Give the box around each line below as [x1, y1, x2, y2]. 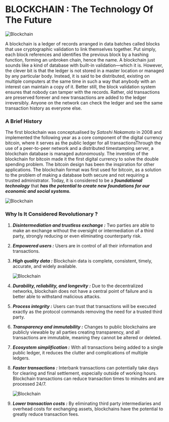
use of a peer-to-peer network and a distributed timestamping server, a [5, 145, 154, 151]
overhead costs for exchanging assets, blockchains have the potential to [12, 405, 163, 412]
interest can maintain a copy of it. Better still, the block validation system [5, 83, 156, 89]
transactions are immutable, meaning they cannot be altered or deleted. [12, 334, 162, 340]
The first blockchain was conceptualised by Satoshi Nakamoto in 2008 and [5, 129, 162, 135]
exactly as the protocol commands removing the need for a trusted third [12, 308, 162, 314]
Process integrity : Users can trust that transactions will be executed [12, 303, 156, 309]
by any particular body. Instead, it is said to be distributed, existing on [5, 73, 150, 79]
